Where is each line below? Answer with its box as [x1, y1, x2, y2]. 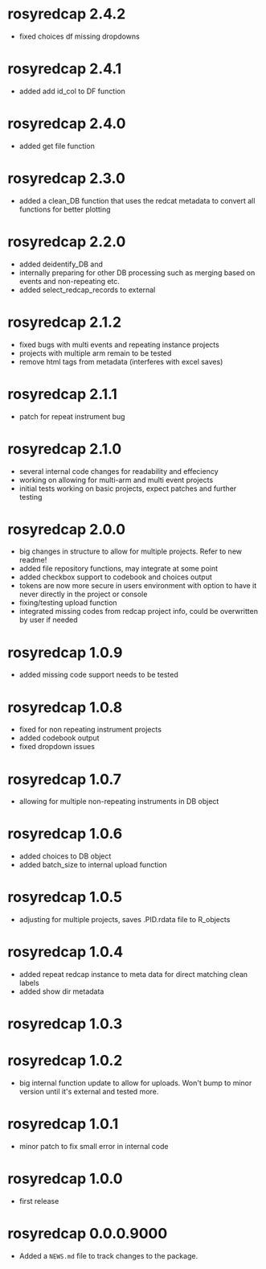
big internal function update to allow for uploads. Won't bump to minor [18, 1078, 252, 1088]
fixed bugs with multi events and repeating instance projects [18, 340, 220, 349]
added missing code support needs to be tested [18, 670, 178, 680]
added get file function [18, 141, 96, 150]
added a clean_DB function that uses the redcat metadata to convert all [18, 196, 256, 205]
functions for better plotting [18, 204, 111, 214]
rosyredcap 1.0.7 [7, 770, 122, 789]
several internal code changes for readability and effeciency [18, 466, 219, 476]
